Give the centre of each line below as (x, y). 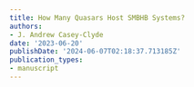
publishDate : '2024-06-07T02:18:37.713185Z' (95, 52)
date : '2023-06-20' (46, 43)
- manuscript (34, 69)
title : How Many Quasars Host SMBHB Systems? (97, 18)
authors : (26, 26)
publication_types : (46, 60)
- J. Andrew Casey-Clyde (56, 34)
